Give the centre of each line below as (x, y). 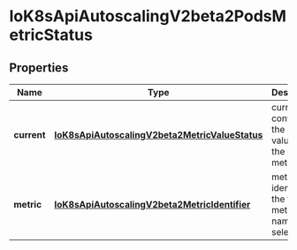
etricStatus (51, 35)
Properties (39, 68)
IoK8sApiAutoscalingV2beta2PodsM (148, 16)
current (30, 135)
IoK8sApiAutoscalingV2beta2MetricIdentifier (152, 205)
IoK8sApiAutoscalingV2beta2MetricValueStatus (159, 135)
